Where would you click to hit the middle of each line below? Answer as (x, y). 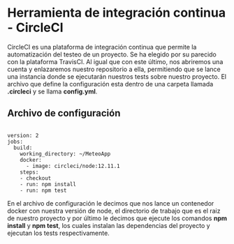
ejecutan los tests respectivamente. (58, 233)
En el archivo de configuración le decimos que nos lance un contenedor (111, 203)
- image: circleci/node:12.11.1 (73, 166)
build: (23, 148)
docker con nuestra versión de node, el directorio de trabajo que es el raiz (114, 211)
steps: (29, 172)
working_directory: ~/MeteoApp (65, 154)
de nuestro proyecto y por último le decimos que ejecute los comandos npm (117, 218)
